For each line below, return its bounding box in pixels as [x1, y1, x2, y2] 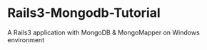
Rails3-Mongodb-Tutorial [7, 5, 161, 21]
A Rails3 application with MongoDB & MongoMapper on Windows [7, 28, 200, 37]
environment [7, 35, 45, 44]
